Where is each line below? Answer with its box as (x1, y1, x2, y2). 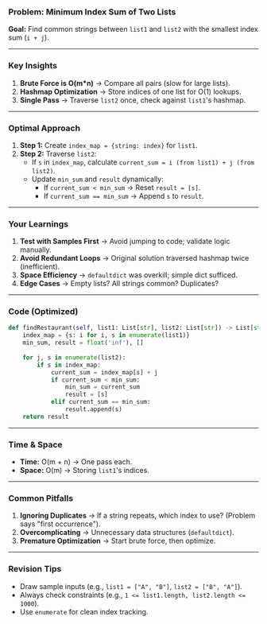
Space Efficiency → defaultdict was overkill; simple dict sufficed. (19, 270, 238, 280)
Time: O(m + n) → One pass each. (19, 457, 133, 467)
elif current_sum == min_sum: (50, 398, 151, 406)
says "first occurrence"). (19, 519, 101, 529)
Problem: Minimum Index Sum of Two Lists (8, 6, 176, 17)
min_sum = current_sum (64, 383, 141, 391)
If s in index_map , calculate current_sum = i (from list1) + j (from (31, 157, 255, 167)
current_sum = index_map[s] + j (50, 368, 158, 376)
